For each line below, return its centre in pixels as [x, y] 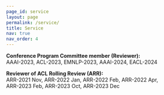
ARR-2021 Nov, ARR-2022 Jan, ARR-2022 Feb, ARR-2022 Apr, [82, 80]
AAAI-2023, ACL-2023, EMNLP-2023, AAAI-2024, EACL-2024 [82, 62]
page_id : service [28, 12]
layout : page [22, 17]
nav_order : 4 [22, 39]
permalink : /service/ [33, 22]
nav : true [18, 34]
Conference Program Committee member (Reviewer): [73, 56]
